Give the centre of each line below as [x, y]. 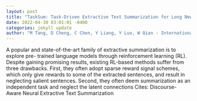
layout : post [22, 11]
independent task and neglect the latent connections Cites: [77, 87]
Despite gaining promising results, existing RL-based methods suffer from [95, 62]
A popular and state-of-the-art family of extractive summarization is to [91, 50]
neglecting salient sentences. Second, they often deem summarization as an [98, 81]
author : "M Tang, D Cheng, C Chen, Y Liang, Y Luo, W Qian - [82, 33]
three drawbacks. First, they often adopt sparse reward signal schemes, [93, 68]
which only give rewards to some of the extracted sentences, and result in [96, 75]
